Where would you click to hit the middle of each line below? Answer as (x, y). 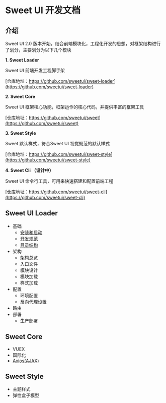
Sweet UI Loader (31, 213)
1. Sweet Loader (22, 60)
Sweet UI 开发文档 (43, 10)
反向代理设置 (33, 302)
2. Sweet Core (20, 97)
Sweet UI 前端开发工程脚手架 (35, 70)
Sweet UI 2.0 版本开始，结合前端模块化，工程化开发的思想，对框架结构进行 (83, 44)
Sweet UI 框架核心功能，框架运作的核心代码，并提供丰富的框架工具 (75, 107)
